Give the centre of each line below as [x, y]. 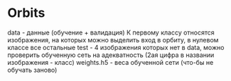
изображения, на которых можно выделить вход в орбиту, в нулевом [113, 39]
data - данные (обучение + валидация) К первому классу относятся [111, 32]
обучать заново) [32, 70]
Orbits [26, 13]
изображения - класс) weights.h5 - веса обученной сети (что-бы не [111, 62]
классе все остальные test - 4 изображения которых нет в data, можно [116, 47]
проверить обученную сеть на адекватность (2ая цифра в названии [111, 55]
